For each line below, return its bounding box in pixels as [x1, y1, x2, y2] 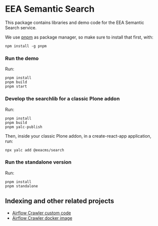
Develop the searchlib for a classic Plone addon [5, 95, 120, 102]
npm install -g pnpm [5, 43, 47, 48]
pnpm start [5, 84, 27, 89]
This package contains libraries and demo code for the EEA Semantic [5, 20, 145, 25]
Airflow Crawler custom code [12, 210, 71, 216]
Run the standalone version [5, 159, 72, 165]
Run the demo [5, 55, 39, 62]
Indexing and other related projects [5, 197, 115, 205]
